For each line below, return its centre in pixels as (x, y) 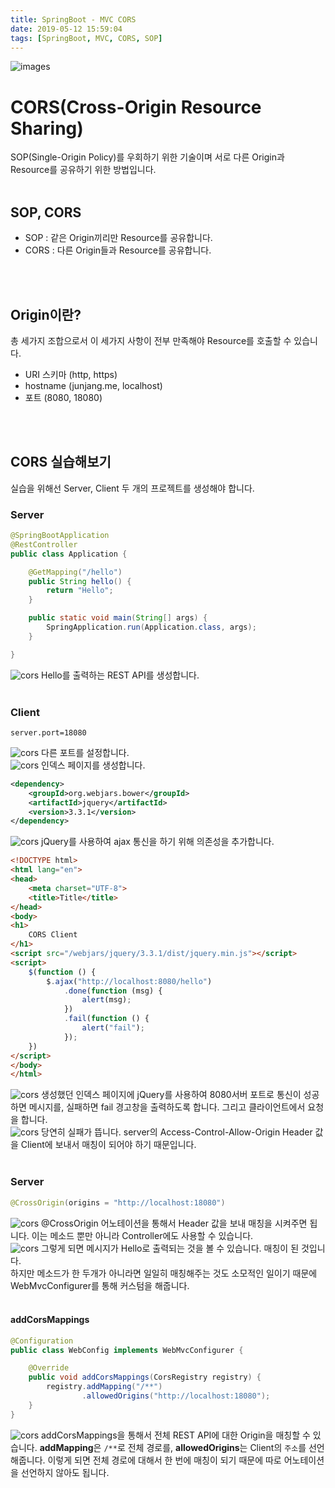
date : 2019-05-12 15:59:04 (66, 29)
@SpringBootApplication (60, 536)
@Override (49, 1368)
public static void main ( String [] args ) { (118, 618)
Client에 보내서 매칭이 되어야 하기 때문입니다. (108, 1145)
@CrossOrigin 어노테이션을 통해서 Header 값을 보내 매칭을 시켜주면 (174, 1223)
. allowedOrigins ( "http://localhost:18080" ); (176, 1396)
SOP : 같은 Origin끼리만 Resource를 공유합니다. (118, 238)
